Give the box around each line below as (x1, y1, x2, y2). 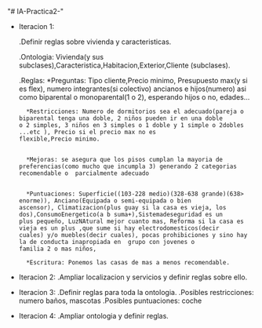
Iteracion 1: (18, 22, 55, 31)
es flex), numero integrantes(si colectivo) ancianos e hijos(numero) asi (18, 84, 246, 93)
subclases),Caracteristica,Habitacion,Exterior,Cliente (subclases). (18, 60, 231, 70)
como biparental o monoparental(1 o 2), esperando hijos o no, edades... (18, 93, 250, 101)
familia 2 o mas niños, (18, 245, 97, 253)
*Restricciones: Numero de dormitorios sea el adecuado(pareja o (26, 108, 244, 115)
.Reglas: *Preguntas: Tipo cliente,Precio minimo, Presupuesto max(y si (18, 76, 248, 85)
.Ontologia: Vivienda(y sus (18, 53, 104, 61)
